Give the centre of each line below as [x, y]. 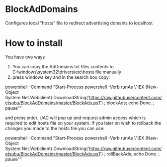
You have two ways [25, 57]
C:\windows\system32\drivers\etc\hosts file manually [67, 72]
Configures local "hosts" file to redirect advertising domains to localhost [79, 23]
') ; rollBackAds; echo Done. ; [130, 154]
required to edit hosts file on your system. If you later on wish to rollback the [83, 123]
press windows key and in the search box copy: [61, 77]
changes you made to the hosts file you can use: [55, 128]
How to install [34, 43]
